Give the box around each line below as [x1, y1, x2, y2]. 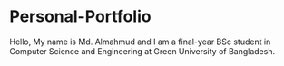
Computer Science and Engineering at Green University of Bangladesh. [9, 45, 275, 56]
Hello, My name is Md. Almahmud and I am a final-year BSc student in [9, 36, 271, 47]
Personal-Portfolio [9, 6, 152, 27]
